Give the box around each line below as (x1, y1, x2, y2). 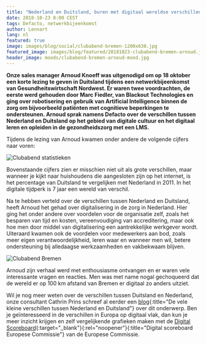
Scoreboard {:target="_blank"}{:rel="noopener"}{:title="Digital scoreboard (6, 324, 193, 331)
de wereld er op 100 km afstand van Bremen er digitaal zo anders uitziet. (6, 280, 190, 287)
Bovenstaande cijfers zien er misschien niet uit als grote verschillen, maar (6, 166, 192, 173)
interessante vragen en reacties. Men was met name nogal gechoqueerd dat (6, 273, 199, 280)
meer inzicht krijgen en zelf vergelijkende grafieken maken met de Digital (6, 317, 191, 325)
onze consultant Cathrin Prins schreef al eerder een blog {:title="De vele (6, 298, 188, 305)
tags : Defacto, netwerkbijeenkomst (6, 20, 97, 26)
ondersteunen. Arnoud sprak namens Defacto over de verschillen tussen (6, 110, 196, 118)
